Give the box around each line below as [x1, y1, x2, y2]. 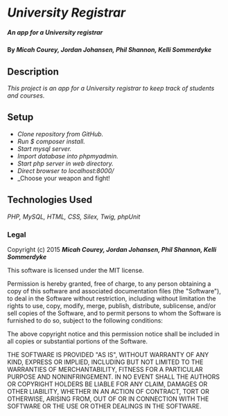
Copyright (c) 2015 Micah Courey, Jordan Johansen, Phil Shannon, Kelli [7, 245, 217, 253]
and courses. [7, 91, 45, 100]
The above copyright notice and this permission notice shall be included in [7, 329, 220, 338]
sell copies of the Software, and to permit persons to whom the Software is [7, 309, 222, 317]
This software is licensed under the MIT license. [7, 266, 144, 274]
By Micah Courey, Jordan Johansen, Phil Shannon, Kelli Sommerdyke [7, 46, 212, 54]
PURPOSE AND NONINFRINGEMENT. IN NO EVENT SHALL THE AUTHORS [7, 372, 220, 381]
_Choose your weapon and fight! [17, 174, 111, 182]
